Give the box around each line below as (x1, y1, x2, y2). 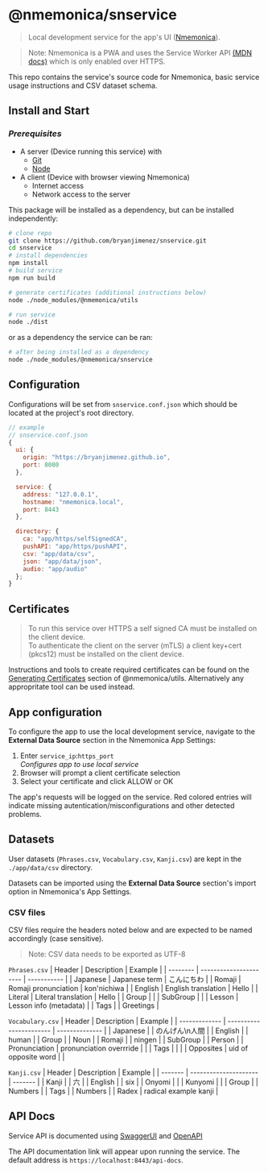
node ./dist (8, 318, 48, 326)
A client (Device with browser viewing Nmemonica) (19, 172, 191, 182)
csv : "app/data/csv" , (23, 549, 95, 557)
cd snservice (8, 244, 52, 252)
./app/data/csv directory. (8, 862, 93, 872)
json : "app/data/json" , (23, 557, 103, 566)
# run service (8, 310, 56, 319)
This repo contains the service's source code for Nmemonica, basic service (8, 72, 260, 81)
